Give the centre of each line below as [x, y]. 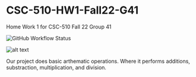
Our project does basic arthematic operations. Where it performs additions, [98, 61]
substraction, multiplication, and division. [56, 67]
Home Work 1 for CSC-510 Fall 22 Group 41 [59, 27]
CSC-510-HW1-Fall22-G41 [72, 10]
